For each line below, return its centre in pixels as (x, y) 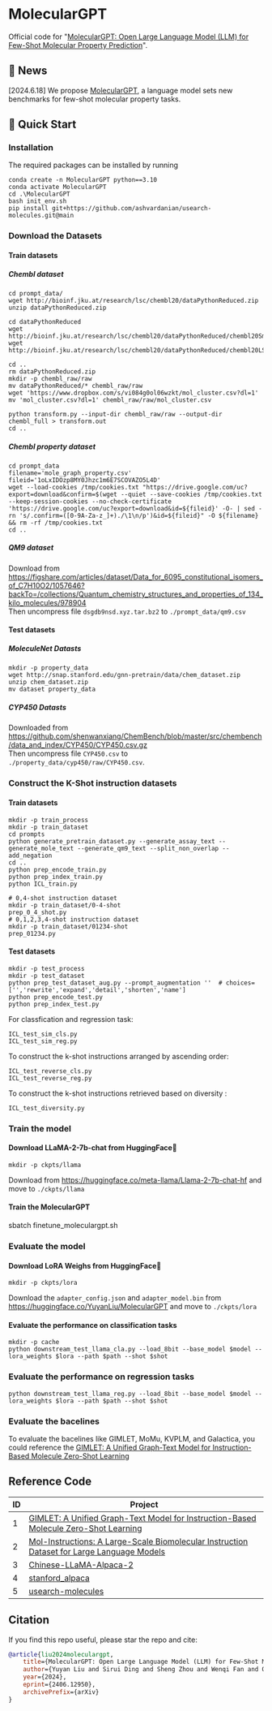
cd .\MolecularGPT (39, 194)
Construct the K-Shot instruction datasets (93, 783)
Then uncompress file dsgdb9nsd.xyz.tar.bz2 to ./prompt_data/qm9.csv (127, 611)
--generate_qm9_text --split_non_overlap (148, 848)
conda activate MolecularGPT (57, 187)
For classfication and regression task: (71, 1019)
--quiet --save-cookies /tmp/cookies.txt (191, 494)
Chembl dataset (36, 274)
